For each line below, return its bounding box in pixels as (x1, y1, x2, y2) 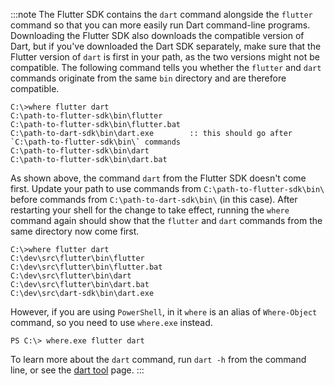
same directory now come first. (10, 225, 140, 237)
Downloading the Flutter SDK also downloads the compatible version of (10, 30, 305, 41)
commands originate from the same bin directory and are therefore (10, 72, 287, 84)
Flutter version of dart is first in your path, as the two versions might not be (10, 51, 321, 63)
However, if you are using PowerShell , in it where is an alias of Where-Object (10, 306, 318, 318)
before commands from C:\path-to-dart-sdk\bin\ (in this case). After (10, 194, 298, 205)
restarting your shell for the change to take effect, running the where (10, 204, 290, 216)
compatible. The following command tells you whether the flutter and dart (10, 62, 322, 73)
